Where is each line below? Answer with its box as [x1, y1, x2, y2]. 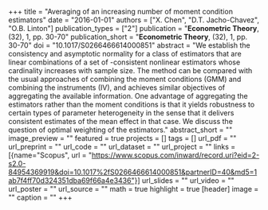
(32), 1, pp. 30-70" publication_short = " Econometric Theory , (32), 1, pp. [8, 32, 248, 41]
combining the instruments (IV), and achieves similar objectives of [8, 83, 226, 92]
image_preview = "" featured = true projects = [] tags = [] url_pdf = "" [8, 134, 237, 142]
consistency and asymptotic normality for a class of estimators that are [8, 49, 242, 58]
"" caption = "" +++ [8, 192, 73, 202]
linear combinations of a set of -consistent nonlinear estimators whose [8, 57, 241, 67]
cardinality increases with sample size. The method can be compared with [8, 66, 253, 75]
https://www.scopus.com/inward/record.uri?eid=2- [91, 150, 260, 160]
